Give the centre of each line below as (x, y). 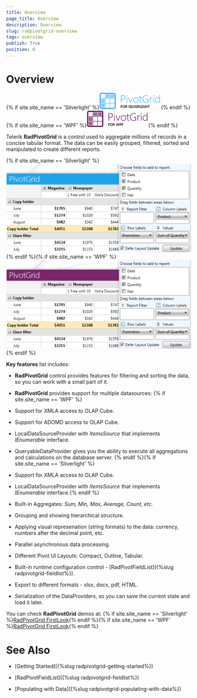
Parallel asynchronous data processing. (62, 544)
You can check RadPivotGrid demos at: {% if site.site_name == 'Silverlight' (97, 614)
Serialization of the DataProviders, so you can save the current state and (102, 596)
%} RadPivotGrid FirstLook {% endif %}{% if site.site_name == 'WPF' (89, 620)
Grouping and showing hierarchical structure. (69, 515)
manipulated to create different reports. (54, 149)
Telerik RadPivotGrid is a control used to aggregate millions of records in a (96, 136)
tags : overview (25, 37)
